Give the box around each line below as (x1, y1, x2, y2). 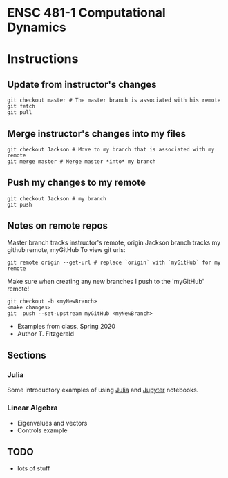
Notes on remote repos (7, 220, 108, 232)
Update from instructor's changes (7, 78, 157, 90)
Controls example (17, 426, 68, 434)
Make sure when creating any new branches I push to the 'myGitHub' (7, 277, 205, 285)
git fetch (7, 103, 36, 110)
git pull (7, 109, 32, 116)
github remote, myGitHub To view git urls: (7, 245, 126, 254)
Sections (7, 350, 46, 361)
